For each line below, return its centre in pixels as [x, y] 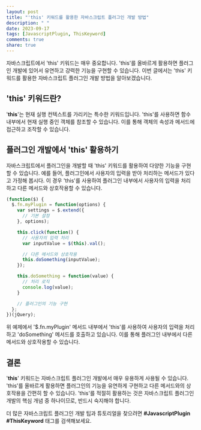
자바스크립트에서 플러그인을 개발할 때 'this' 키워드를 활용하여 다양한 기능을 [93, 165]
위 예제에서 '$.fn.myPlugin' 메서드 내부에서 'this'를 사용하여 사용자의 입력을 [95, 327]
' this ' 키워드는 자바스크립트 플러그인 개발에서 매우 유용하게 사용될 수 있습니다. [97, 378]
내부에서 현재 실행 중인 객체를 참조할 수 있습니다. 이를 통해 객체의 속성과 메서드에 [100, 122]
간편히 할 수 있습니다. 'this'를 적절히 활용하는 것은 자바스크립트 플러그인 [110, 393]
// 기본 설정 [36, 216]
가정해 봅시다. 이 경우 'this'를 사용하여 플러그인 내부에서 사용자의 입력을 [96, 180]
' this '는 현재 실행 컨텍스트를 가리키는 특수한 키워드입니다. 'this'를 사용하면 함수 [98, 114]
